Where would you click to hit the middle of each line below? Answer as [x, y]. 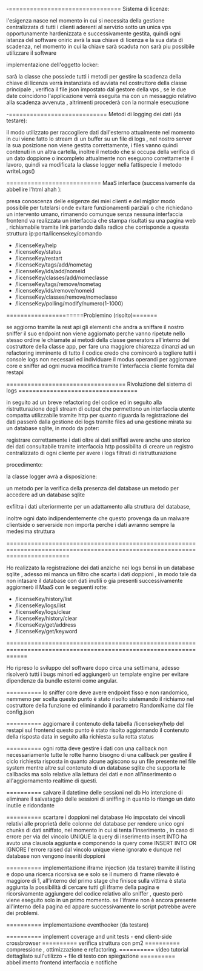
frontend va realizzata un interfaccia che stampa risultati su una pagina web [101, 221]
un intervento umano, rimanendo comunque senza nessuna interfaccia [95, 214]
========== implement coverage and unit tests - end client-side [89, 937]
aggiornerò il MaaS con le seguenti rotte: [57, 587]
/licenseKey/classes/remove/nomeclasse [66, 297]
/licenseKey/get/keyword [46, 631]
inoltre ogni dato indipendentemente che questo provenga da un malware [98, 518]
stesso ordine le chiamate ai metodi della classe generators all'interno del [98, 340]
